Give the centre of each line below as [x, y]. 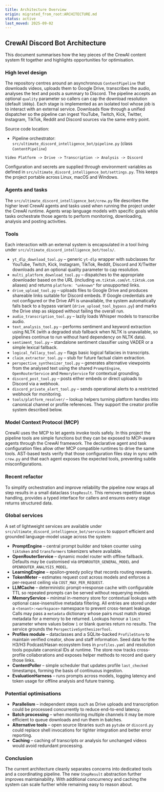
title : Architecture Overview [36, 10]
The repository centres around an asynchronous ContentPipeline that [75, 83]
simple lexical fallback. [35, 347]
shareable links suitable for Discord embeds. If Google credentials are [82, 295]
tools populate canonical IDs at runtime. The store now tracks [74, 649]
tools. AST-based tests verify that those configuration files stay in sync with [81, 454]
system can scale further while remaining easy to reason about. [69, 785]
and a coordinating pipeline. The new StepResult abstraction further [73, 774]
